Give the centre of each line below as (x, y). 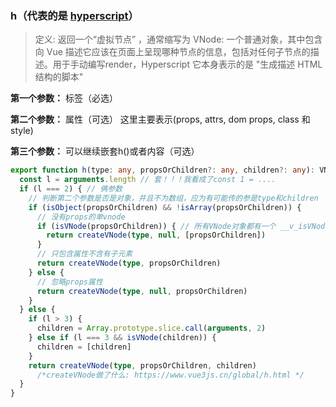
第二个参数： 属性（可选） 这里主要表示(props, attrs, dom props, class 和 (160, 119)
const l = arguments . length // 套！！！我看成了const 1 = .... (148, 180)
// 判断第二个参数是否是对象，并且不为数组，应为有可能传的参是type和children (173, 198)
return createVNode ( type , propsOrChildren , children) (142, 365)
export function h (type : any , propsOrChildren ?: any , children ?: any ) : (163, 170)
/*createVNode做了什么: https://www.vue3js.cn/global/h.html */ (170, 375)
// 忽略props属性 (69, 282)
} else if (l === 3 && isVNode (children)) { (122, 338)
